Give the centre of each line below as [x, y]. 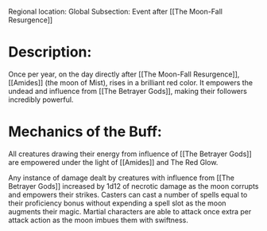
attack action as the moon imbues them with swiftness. [99, 220]
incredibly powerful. [41, 100]
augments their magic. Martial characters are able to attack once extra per [130, 211]
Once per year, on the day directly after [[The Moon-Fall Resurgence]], [124, 74]
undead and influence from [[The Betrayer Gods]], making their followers [128, 91]
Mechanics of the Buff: [85, 132]
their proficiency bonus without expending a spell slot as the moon [117, 203]
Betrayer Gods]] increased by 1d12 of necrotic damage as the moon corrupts [133, 186]
